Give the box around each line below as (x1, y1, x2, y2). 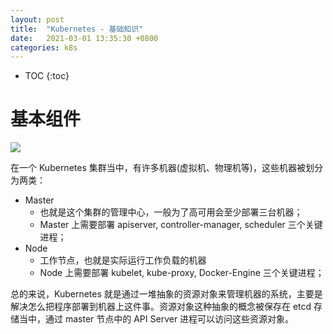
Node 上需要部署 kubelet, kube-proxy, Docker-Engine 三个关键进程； (39, 267, 325, 279)
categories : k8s (10, 42, 78, 53)
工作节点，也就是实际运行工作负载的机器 (39, 254, 207, 266)
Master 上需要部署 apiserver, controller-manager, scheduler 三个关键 (39, 219, 323, 231)
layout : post (10, 14, 65, 25)
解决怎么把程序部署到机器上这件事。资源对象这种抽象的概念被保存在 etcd (10, 301, 312, 313)
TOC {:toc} (24, 70, 70, 82)
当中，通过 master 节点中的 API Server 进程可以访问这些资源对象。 (18, 313, 295, 325)
